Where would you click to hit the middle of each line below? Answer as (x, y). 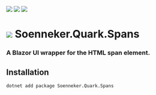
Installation (28, 72)
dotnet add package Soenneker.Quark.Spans (60, 86)
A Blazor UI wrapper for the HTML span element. (78, 53)
